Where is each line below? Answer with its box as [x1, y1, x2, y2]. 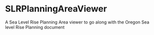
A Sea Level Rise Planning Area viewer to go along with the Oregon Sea [5, 19, 150, 25]
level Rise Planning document [5, 24, 65, 30]
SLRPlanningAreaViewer [5, 3, 107, 14]
